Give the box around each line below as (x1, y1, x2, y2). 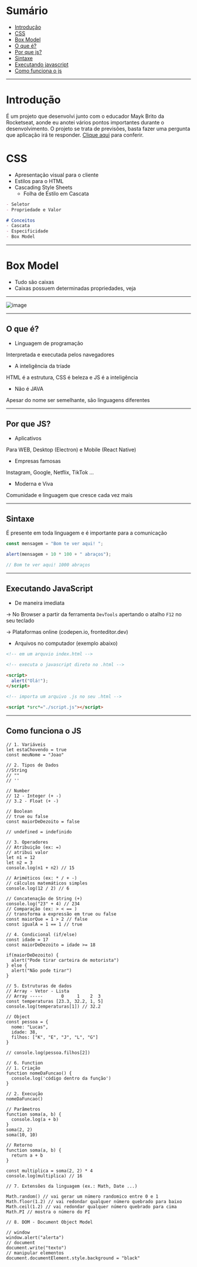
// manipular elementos (6, 1250, 64, 1256)
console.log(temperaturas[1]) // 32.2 (6, 1004, 101, 1009)
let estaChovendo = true (6, 746, 67, 752)
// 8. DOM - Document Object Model (6, 1219, 93, 1225)
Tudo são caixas (14, 279, 55, 285)
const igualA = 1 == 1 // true (6, 921, 83, 927)
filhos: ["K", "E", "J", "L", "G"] (11, 1034, 98, 1040)
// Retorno (6, 1142, 33, 1148)
